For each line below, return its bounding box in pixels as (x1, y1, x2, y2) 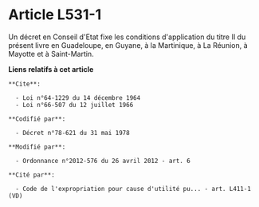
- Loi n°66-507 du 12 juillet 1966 (15, 101, 134, 109)
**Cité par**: (8, 170, 56, 179)
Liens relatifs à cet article (8, 64, 94, 74)
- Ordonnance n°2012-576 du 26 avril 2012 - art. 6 (15, 157, 191, 165)
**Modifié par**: (8, 142, 66, 151)
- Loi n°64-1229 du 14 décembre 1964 (15, 94, 141, 102)
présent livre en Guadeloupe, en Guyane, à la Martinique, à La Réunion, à (8, 40, 249, 50)
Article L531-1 (8, 6, 102, 24)
